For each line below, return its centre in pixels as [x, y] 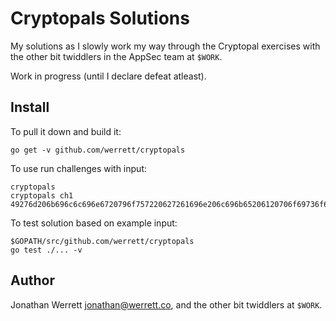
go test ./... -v [46, 250]
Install [30, 107]
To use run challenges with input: [78, 168]
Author [32, 280]
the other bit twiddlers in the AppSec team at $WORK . [116, 56]
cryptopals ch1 [42, 195]
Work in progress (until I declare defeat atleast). [108, 76]
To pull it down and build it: [66, 131]
